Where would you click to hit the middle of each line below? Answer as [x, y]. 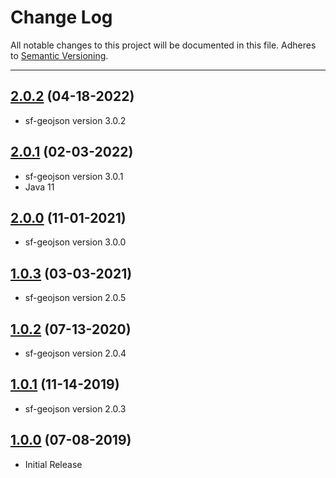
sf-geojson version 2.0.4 [75, 353]
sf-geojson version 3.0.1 [74, 176]
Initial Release [53, 464]
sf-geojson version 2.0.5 [75, 298]
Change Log [61, 17]
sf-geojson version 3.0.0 [75, 242]
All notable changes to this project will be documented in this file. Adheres [163, 45]
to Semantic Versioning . [59, 55]
